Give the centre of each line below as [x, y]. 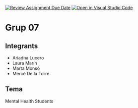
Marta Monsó [26, 68]
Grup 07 [22, 28]
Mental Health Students [29, 101]
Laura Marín [25, 63]
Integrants [22, 46]
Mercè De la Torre [31, 74]
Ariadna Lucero [28, 58]
